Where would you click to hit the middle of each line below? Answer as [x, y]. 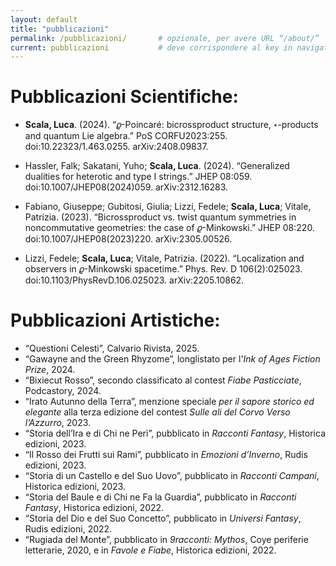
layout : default [44, 19]
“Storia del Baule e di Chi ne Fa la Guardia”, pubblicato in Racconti [160, 497]
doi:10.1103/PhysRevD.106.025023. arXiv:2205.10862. [134, 280]
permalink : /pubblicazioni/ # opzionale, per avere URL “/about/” [165, 38]
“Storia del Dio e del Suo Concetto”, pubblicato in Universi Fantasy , [163, 518]
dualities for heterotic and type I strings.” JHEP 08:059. [138, 177]
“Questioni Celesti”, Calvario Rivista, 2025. [112, 348]
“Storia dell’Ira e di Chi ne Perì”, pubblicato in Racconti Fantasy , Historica [175, 433]
